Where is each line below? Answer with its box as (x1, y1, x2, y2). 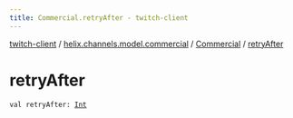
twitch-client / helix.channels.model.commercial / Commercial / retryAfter (9, 38, 284, 49)
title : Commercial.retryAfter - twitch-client (9, 13, 189, 23)
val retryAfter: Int (9, 100, 88, 109)
